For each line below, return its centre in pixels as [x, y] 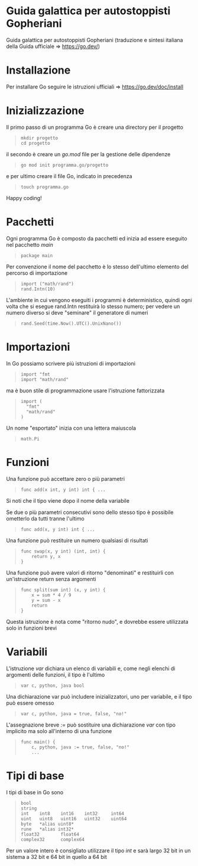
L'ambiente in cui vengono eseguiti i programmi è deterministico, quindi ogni [99, 300]
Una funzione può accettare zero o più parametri [66, 478]
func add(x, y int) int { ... [58, 529]
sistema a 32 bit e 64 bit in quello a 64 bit [57, 857]
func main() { [38, 742]
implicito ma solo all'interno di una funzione [59, 731]
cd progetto [35, 143]
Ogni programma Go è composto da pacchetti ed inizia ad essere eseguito [97, 238]
